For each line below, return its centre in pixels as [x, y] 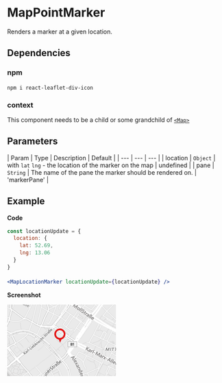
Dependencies [39, 53]
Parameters [33, 141]
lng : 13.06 [35, 253]
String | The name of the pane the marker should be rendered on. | [102, 172]
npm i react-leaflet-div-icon [50, 88]
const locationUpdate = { [44, 231]
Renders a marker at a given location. [60, 32]
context [20, 105]
